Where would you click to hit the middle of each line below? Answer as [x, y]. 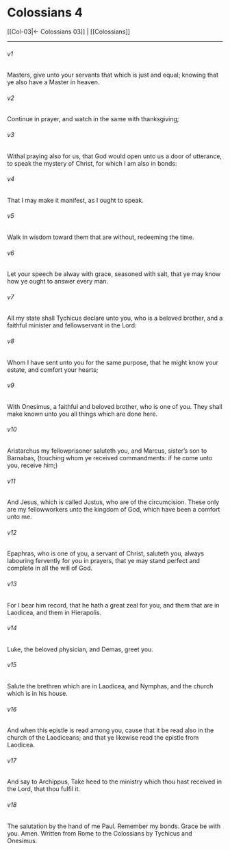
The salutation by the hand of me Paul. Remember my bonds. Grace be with [114, 826]
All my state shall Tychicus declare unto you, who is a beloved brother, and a [115, 318]
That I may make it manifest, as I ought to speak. [75, 200]
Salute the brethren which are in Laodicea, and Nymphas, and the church [110, 686]
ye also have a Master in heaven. [53, 82]
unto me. [20, 517]
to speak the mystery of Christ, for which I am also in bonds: [92, 163]
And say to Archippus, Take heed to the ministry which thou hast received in [115, 782]
